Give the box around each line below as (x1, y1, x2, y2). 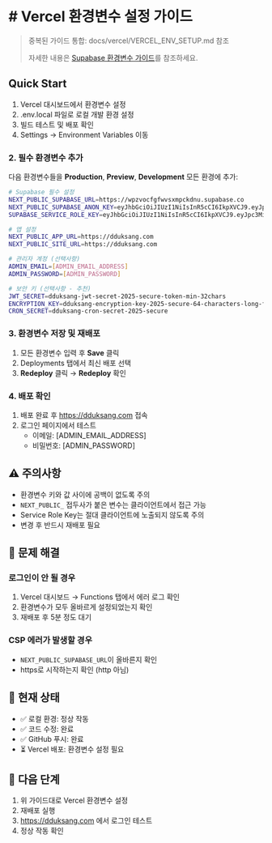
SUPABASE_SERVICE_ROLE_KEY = (8, 211, 104, 219)
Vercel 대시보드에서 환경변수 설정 (19, 99, 126, 109)
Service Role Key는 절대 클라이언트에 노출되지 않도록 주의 (19, 509, 205, 519)
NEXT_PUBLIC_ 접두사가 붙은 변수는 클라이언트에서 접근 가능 (19, 500, 206, 509)
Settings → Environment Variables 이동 (19, 130, 149, 139)
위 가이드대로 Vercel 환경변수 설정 (19, 795, 128, 806)
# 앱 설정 (8, 225, 36, 233)
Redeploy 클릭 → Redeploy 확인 (19, 368, 127, 377)
